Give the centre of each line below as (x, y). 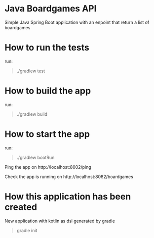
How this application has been (68, 196)
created (21, 207)
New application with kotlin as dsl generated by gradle (60, 221)
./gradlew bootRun (36, 157)
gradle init (27, 230)
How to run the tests (47, 48)
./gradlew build (32, 114)
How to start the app (47, 134)
